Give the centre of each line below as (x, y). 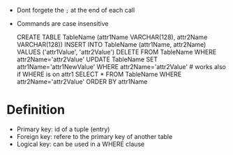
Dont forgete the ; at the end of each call (76, 10)
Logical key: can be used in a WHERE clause (81, 144)
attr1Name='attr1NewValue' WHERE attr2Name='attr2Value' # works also (121, 67)
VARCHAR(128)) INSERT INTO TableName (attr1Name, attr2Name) (111, 44)
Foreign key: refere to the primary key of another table (95, 136)
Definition (36, 110)
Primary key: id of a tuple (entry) (63, 129)
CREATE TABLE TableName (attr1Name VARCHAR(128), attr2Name (112, 37)
